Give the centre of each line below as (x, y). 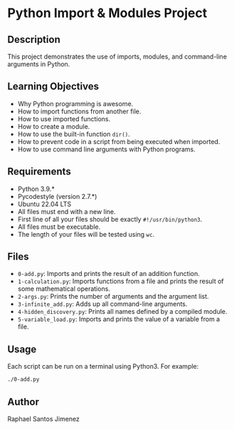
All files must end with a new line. (67, 211)
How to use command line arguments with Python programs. (106, 149)
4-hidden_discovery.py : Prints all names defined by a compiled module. (122, 312)
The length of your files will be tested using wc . (86, 234)
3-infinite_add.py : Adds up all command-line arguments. (102, 304)
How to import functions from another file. (79, 111)
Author (23, 402)
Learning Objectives (53, 87)
